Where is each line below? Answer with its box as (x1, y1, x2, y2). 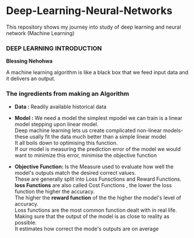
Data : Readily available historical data (14, 103, 107, 110)
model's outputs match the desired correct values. (14, 169, 136, 176)
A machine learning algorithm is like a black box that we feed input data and (6, 69, 189, 76)
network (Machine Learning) (6, 29, 75, 36)
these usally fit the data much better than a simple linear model (14, 133, 167, 140)
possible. (14, 219, 37, 226)
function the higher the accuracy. (14, 188, 95, 195)
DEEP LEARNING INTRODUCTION (6, 44, 102, 52)
